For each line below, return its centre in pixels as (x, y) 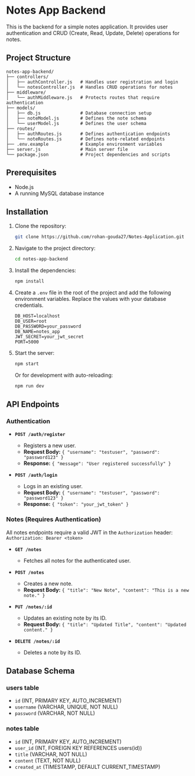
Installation (27, 212)
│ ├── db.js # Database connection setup (79, 113)
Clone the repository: (40, 226)
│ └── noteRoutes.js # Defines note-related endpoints (86, 139)
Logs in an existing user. (53, 486)
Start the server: (35, 353)
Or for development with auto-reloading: (64, 375)
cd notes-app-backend (41, 259)
